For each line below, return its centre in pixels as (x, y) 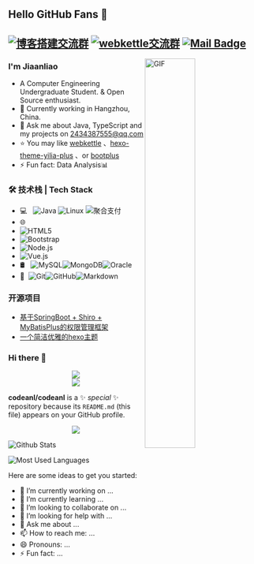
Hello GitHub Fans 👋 (58, 15)
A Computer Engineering (60, 84)
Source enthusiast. (50, 100)
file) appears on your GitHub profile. (67, 414)
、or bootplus (97, 155)
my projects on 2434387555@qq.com (82, 134)
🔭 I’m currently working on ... (66, 491)
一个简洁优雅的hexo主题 (59, 337)
